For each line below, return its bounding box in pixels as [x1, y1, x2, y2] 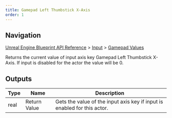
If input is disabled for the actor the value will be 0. [17, 60, 124, 66]
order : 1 [5, 12, 24, 17]
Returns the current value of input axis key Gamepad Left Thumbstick [5, 54, 152, 61]
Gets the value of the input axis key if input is [55, 98, 163, 105]
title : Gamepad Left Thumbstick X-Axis [5, 7, 91, 13]
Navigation [5, 31, 41, 40]
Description [95, 90, 124, 97]
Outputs [5, 74, 32, 83]
